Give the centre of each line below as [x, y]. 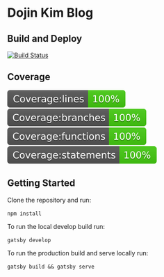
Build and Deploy [44, 39]
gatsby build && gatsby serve [51, 267]
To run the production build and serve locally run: [78, 253]
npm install [24, 214]
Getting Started [41, 183]
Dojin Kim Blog [50, 13]
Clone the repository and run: [49, 200]
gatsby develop [29, 240]
